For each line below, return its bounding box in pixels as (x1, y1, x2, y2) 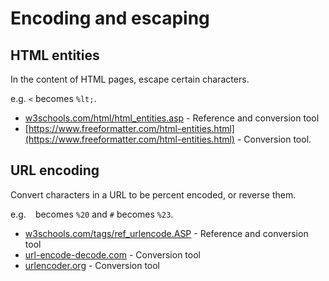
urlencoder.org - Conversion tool (24, 259, 161, 271)
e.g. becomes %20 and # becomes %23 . (10, 208, 174, 220)
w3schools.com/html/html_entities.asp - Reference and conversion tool (24, 112, 320, 124)
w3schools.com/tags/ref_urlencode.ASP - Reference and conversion (24, 227, 309, 239)
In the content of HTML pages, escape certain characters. (10, 73, 250, 85)
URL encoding (10, 162, 100, 179)
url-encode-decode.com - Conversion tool (24, 248, 201, 261)
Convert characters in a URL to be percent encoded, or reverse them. (10, 188, 297, 201)
